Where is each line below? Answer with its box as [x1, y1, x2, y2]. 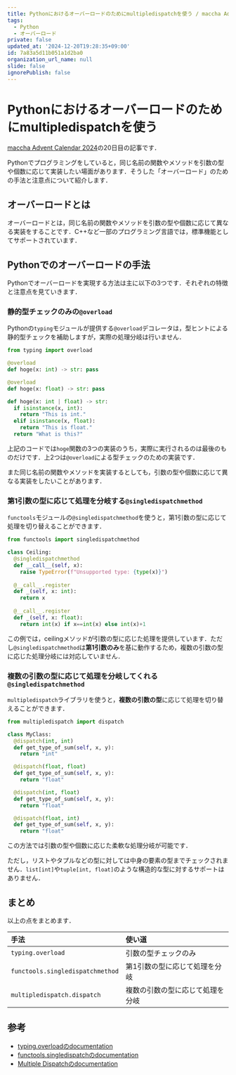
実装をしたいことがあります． [19, 476, 106, 485]
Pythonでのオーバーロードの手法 [7, 259, 151, 271]
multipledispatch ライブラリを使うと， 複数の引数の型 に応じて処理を [7, 695, 205, 703]
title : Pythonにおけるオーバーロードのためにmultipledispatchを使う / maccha [7, 10, 221, 18]
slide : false [7, 63, 46, 70]
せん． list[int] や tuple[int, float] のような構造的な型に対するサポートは [7, 865, 225, 873]
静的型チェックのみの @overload [7, 306, 112, 316]
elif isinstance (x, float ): [13, 417, 96, 425]
